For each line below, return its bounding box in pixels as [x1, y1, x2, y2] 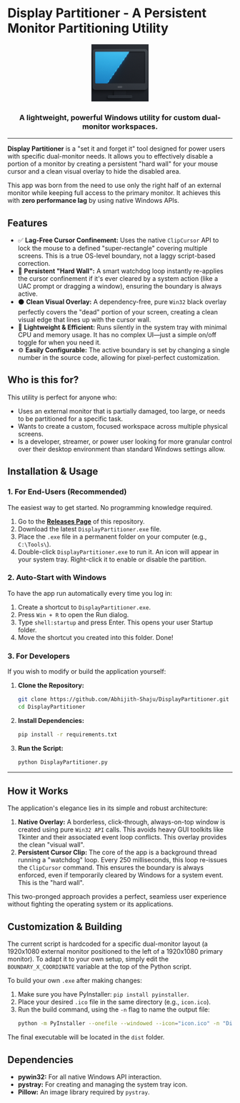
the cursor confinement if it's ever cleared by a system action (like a [17, 274, 219, 283]
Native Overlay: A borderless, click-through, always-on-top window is [17, 818, 226, 827]
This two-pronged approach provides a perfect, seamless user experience [7, 892, 227, 901]
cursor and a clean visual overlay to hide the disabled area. [7, 167, 181, 176]
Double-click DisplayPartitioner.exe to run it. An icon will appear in [17, 547, 219, 556]
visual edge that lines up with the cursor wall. [17, 316, 151, 324]
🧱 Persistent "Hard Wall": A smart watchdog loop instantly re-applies [17, 266, 224, 276]
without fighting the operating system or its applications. [7, 900, 174, 909]
